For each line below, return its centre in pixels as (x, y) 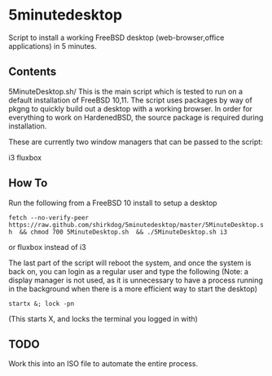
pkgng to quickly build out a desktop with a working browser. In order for (130, 108)
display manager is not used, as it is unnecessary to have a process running (136, 280)
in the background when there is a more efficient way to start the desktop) (133, 289)
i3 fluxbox (25, 157)
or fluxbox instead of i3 (48, 247)
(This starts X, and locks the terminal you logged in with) (103, 318)
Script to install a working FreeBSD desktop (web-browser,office (116, 37)
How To (28, 184)
